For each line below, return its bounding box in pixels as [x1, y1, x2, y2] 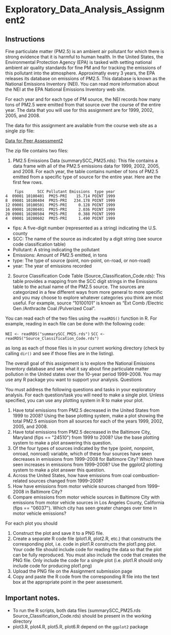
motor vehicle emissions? [12, 510, 66, 516]
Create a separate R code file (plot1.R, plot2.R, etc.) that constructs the [12, 535, 162, 542]
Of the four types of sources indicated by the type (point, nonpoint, [12, 445, 154, 451]
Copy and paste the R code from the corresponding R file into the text [12, 574, 160, 579]
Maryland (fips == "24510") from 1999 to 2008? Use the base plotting [12, 434, 160, 440]
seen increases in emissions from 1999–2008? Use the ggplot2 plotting [12, 461, 162, 467]
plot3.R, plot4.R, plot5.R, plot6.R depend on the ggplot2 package [12, 623, 149, 629]
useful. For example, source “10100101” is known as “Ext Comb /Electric [12, 300, 164, 306]
